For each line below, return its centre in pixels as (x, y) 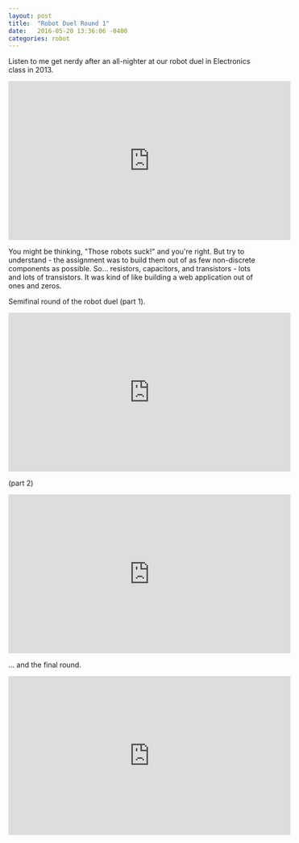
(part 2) (21, 483)
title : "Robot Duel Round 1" (59, 23)
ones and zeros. (35, 286)
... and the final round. (45, 665)
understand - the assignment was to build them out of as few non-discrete (132, 260)
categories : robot (39, 38)
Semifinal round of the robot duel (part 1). (77, 302)
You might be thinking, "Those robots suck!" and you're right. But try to (127, 252)
